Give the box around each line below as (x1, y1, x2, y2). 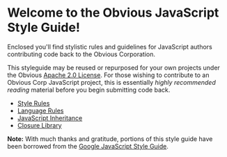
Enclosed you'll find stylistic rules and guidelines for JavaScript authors (7, 42, 212, 51)
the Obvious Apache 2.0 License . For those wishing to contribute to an (7, 71, 210, 79)
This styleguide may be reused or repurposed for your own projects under (7, 63, 221, 72)
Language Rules (17, 106, 64, 115)
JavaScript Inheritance (17, 113, 83, 122)
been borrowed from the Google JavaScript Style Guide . (7, 142, 169, 150)
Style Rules (17, 99, 50, 107)
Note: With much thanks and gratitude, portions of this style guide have (7, 134, 213, 143)
